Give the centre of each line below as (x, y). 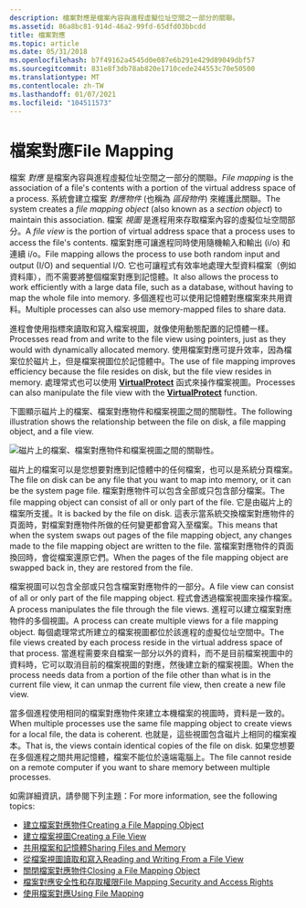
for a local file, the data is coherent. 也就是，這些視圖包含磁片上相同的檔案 (149, 735)
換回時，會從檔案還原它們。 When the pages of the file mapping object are (149, 558)
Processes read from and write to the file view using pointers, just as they (148, 339)
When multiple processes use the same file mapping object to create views (151, 724)
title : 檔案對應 (37, 35)
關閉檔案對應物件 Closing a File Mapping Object (111, 871)
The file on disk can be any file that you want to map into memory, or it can (150, 480)
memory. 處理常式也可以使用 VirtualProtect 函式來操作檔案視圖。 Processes (153, 382)
